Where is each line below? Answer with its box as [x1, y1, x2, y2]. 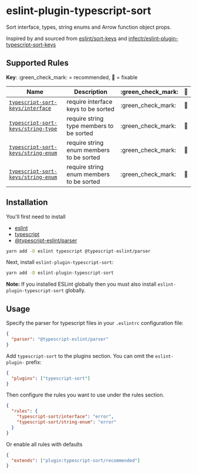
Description [74, 87, 107, 96]
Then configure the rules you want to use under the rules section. [6, 391, 165, 398]
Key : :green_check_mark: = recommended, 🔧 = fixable [6, 73, 138, 80]
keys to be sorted [66, 104, 115, 113]
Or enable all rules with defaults [6, 441, 83, 448]
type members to [66, 121, 114, 130]
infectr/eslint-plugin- [128, 35, 179, 42]
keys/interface [9, 104, 52, 111]
